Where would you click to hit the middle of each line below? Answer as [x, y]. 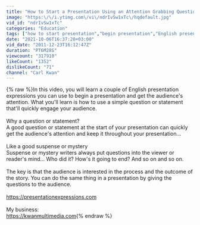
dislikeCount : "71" [30, 67]
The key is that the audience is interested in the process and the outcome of [100, 172]
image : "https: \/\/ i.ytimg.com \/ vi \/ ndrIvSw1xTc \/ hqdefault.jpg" [89, 17]
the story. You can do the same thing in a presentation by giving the [89, 178]
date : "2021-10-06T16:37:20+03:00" [50, 39]
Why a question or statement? [43, 121]
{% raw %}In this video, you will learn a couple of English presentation [93, 89]
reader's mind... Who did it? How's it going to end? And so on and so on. [95, 159]
